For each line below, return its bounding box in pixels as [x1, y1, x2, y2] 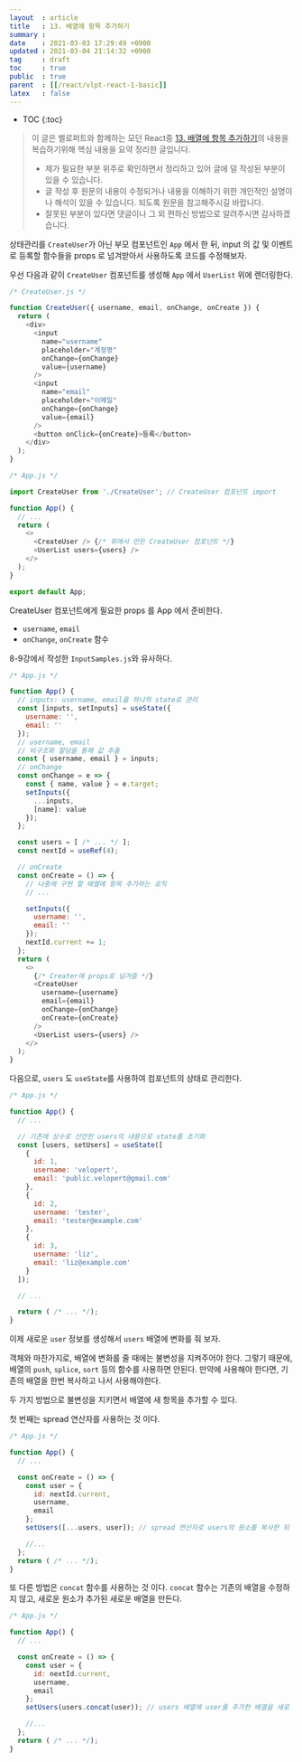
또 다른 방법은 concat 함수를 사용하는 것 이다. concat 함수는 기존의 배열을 [9, 1582, 267, 1593]
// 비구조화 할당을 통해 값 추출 [17, 746, 120, 755]
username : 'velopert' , [32, 1165, 119, 1175]
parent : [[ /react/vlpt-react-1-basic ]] [9, 80, 168, 90]
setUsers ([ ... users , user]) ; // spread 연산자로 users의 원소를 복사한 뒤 [25, 1523, 290, 1532]
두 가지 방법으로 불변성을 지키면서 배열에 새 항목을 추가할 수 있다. [9, 1394, 238, 1406]
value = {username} [41, 363, 106, 372]
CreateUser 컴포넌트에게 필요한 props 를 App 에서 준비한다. [9, 605, 223, 616]
